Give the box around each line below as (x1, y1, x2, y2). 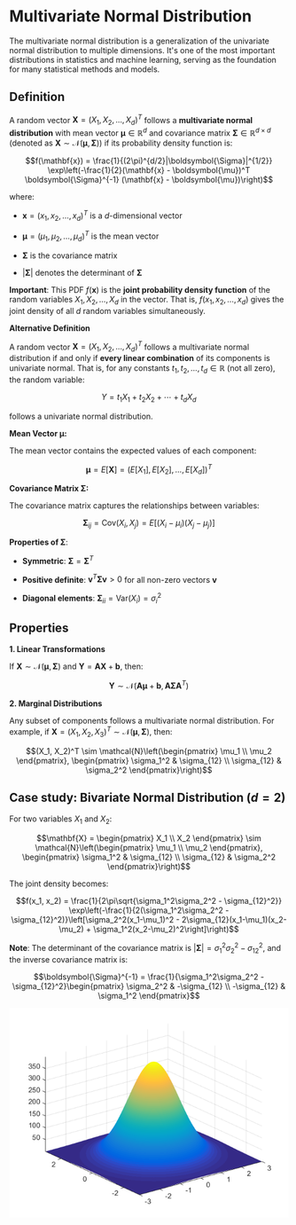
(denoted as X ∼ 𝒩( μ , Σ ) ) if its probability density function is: (9, 137, 233, 148)
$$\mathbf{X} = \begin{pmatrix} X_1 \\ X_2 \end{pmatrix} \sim (36, 833, 261, 844)
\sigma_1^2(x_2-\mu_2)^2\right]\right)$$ (92, 924, 239, 935)
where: (9, 191, 35, 201)
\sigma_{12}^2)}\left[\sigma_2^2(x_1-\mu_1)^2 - (11, 915, 180, 925)
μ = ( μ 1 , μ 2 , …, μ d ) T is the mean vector (21, 229, 160, 243)
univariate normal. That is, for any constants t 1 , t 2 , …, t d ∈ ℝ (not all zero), (9, 363, 277, 375)
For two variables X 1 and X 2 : (9, 813, 113, 827)
